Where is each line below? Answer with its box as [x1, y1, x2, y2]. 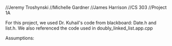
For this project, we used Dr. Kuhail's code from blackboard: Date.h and [5, 20, 157, 26]
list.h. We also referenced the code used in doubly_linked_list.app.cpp [5, 25, 153, 31]
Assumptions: [5, 35, 34, 41]
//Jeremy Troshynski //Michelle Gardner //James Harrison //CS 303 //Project [5, 5, 167, 10]
